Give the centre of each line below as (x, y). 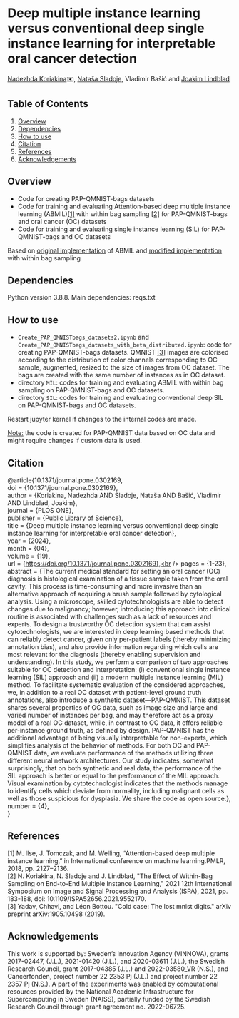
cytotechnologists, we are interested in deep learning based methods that (116, 632)
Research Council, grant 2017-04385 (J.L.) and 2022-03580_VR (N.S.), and (118, 969)
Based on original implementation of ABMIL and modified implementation (115, 250)
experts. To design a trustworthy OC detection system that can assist (109, 624)
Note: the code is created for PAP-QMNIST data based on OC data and (111, 433)
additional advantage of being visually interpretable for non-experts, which (117, 738)
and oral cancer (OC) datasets (62, 221)
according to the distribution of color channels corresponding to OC (117, 360)
